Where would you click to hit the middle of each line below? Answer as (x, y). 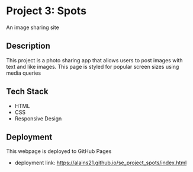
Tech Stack (27, 92)
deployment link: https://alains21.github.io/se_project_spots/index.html (101, 163)
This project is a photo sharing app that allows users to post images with (94, 60)
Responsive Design (38, 118)
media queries (24, 73)
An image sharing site (33, 27)
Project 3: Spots (46, 11)
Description (28, 46)
